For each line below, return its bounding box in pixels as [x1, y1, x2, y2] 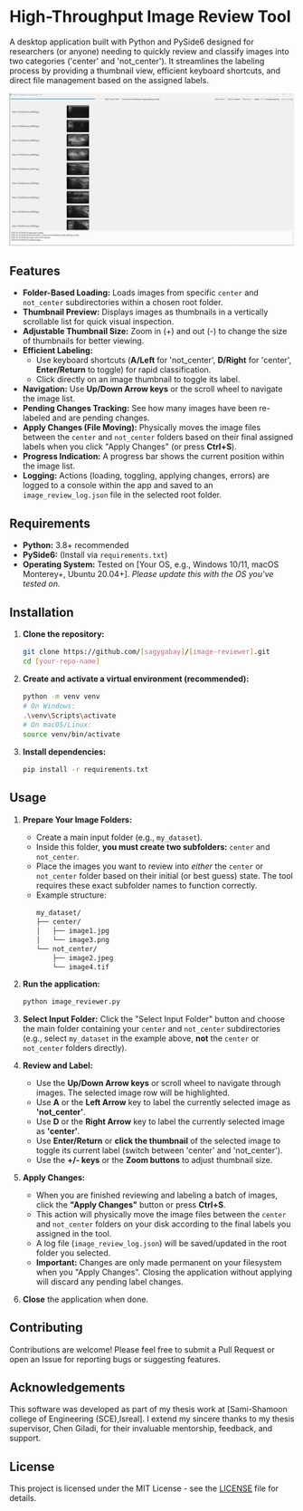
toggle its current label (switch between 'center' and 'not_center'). [35, 1144, 283, 1156]
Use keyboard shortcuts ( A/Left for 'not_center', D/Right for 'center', [35, 355, 292, 366]
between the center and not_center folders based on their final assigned [22, 432, 294, 443]
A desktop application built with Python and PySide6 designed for [9, 36, 255, 47]
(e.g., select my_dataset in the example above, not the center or [22, 1033, 260, 1044]
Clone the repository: [22, 629, 105, 640]
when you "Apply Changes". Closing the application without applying [35, 1266, 292, 1277]
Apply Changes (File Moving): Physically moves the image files [22, 422, 261, 433]
